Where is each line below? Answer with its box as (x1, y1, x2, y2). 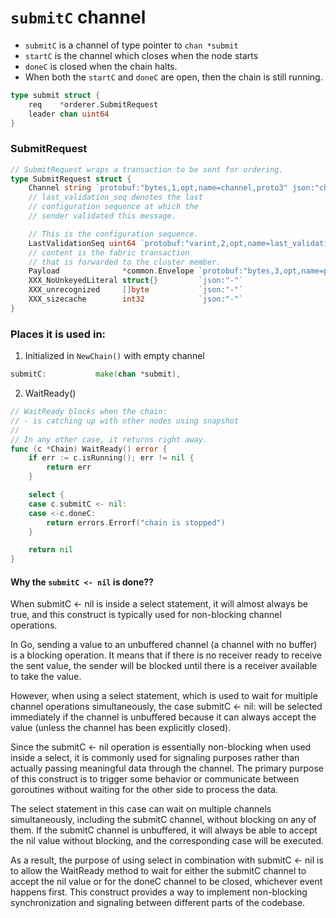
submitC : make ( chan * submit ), (10, 369, 182, 380)
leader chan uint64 (28, 109, 110, 119)
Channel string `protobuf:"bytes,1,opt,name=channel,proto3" (28, 183, 288, 193)
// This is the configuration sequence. (28, 229, 199, 239)
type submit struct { (10, 90, 101, 100)
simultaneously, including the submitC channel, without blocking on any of (10, 814, 317, 826)
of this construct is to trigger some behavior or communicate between (10, 773, 300, 785)
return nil (28, 545, 74, 555)
